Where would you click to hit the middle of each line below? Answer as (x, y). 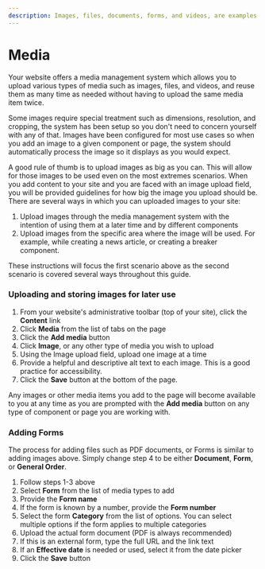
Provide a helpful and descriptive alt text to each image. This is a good (135, 362)
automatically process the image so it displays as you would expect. (119, 151)
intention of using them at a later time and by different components (129, 224)
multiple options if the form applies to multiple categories (113, 524)
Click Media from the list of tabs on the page (93, 329)
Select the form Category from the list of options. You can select (126, 516)
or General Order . (38, 467)
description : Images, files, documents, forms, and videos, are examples (133, 16)
